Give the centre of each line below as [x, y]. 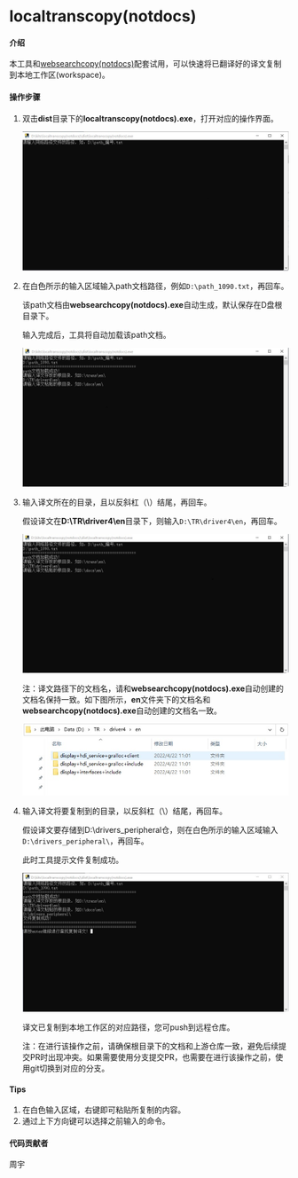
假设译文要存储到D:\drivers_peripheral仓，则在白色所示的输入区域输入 [150, 830]
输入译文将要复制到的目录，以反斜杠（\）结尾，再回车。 [125, 811]
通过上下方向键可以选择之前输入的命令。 [96, 1121]
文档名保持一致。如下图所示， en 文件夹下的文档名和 [116, 700]
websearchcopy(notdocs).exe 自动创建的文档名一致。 [122, 711]
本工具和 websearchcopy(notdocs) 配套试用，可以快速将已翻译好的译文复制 [145, 64]
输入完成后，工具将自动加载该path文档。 [96, 335]
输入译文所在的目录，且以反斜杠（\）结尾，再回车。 [117, 502]
